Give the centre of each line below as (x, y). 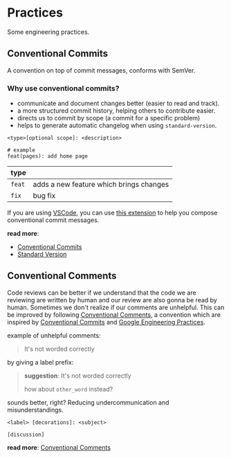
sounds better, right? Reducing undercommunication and (88, 402)
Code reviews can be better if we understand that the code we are (102, 293)
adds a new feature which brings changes (101, 185)
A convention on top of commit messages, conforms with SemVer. (101, 70)
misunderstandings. (36, 410)
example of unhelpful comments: (54, 335)
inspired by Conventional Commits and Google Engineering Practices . (107, 322)
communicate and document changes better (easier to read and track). (118, 103)
